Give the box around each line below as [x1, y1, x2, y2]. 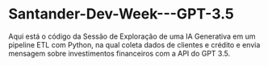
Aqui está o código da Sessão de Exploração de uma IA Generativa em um [8, 31, 256, 41]
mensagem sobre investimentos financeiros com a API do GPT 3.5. [8, 48, 231, 58]
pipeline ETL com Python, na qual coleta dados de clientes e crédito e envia [8, 39, 261, 49]
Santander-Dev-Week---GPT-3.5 [8, 5, 234, 23]
